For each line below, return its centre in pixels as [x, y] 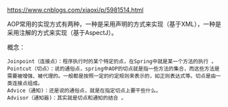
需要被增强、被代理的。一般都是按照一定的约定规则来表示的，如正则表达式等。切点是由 [112, 76]
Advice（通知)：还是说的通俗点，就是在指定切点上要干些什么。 [84, 91]
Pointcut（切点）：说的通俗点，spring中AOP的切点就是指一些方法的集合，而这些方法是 [114, 69]
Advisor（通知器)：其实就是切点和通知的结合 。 [67, 98]
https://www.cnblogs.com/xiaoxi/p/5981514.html [75, 10]
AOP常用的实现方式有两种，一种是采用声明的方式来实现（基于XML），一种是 [114, 24]
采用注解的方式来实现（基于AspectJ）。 [62, 33]
